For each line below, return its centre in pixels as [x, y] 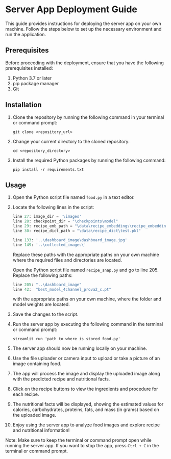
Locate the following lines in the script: [53, 207]
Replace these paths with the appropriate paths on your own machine [86, 254]
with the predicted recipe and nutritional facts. [61, 379]
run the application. [26, 34]
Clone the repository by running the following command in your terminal [88, 117]
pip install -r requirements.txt [48, 169]
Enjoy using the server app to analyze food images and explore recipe [86, 425]
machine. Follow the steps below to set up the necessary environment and [83, 29]
